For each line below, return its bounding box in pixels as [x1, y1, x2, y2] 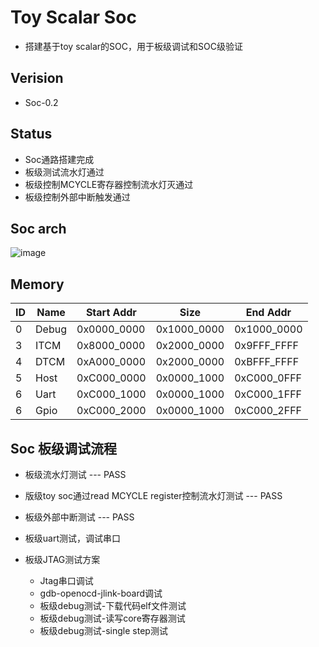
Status [10, 126, 53, 143]
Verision [10, 70, 64, 87]
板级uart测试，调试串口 [24, 532, 122, 544]
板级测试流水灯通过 [24, 166, 105, 178]
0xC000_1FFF [234, 387, 303, 401]
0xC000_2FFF [234, 404, 303, 418]
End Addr [245, 306, 292, 320]
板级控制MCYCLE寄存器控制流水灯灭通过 [24, 178, 194, 190]
